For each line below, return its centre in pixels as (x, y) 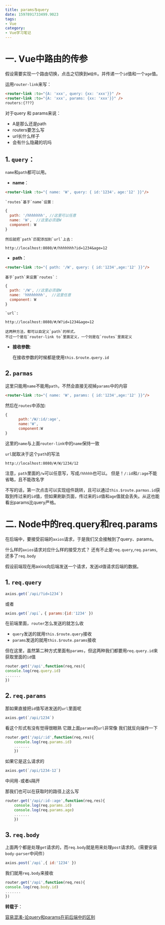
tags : (11, 19)
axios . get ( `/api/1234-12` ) (33, 771)
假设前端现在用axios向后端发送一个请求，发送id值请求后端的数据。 (73, 566)
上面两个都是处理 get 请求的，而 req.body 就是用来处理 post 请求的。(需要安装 (81, 847)
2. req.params (26, 696)
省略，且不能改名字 (25, 479)
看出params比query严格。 (32, 502)
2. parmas (19, 373)
